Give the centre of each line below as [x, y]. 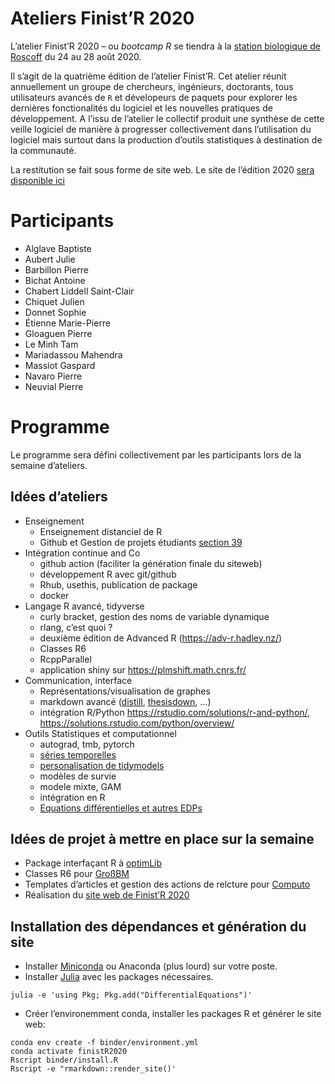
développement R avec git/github [108, 574]
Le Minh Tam [51, 344]
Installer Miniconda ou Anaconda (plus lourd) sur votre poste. [151, 966]
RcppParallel [65, 659]
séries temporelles [78, 754]
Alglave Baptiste [58, 248]
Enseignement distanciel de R [101, 531]
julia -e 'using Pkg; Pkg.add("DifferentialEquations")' [131, 995]
